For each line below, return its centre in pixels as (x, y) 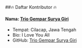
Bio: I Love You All (31, 35)
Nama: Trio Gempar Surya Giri (37, 19)
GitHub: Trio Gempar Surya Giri (44, 40)
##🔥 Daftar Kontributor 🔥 (31, 7)
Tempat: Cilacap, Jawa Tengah (44, 30)
